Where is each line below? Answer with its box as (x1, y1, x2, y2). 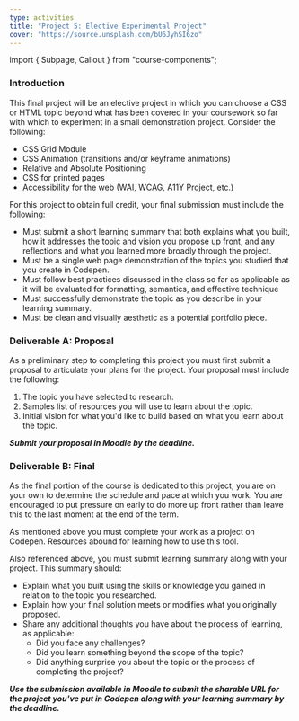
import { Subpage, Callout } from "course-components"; (9, 55, 217, 66)
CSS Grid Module (22, 143, 87, 154)
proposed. (22, 609, 61, 620)
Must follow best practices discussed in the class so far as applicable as (22, 273, 290, 284)
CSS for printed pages (22, 172, 105, 182)
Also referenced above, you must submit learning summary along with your (9, 554, 287, 565)
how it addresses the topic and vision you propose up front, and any (22, 236, 276, 246)
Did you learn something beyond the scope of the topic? (35, 647, 244, 658)
